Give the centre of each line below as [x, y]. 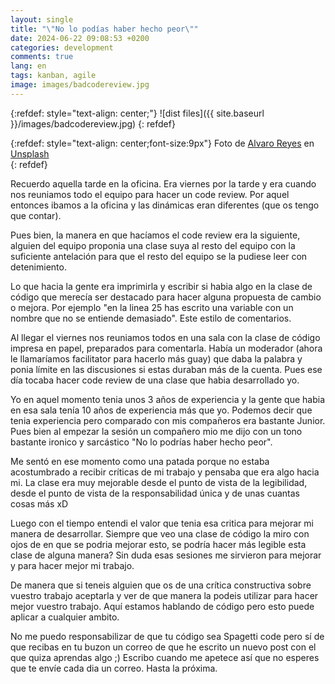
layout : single [42, 19]
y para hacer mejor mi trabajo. [72, 565]
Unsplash [30, 153]
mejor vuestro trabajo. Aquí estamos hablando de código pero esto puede [162, 606]
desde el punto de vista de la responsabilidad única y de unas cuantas [155, 493]
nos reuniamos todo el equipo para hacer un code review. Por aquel [150, 194]
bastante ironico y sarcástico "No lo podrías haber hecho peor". [141, 442]
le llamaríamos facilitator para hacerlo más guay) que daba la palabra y [156, 358]
